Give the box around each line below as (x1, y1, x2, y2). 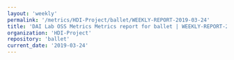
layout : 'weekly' (7, 10, 58, 17)
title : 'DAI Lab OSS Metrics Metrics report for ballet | (7, 23, 179, 30)
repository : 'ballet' (7, 36, 70, 43)
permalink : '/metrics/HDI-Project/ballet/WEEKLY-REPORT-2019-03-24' (7, 17, 210, 23)
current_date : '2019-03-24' (7, 42, 89, 49)
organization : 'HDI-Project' (7, 29, 92, 37)
